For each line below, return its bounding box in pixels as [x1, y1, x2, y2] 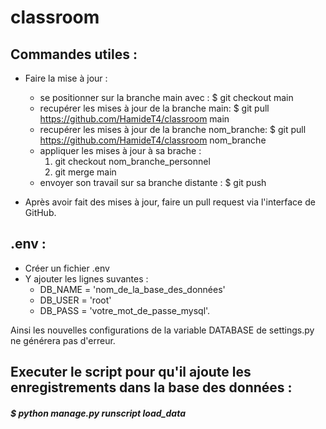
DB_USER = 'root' [39, 294, 112, 306]
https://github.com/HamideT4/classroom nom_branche [39, 134, 267, 146]
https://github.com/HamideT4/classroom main [39, 113, 230, 125]
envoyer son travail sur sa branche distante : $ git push [39, 177, 267, 188]
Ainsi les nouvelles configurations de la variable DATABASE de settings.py [10, 324, 315, 336]
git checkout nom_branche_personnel [54, 156, 211, 167]
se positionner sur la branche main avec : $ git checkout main [39, 92, 294, 103]
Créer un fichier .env [24, 262, 110, 274]
